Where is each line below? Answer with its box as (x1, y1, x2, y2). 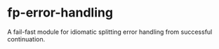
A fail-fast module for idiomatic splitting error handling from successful (7, 28, 213, 36)
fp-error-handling (7, 5, 114, 21)
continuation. (7, 35, 46, 43)
